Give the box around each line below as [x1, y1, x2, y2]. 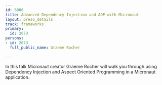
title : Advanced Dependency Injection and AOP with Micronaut [5, 12, 139, 17]
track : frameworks [5, 21, 44, 27]
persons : [5, 36, 24, 41]
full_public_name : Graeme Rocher [10, 45, 80, 50]
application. [5, 74, 30, 80]
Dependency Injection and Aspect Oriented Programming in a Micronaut [5, 69, 156, 75]
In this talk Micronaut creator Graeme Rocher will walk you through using [5, 63, 157, 69]
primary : [5, 26, 24, 31]
